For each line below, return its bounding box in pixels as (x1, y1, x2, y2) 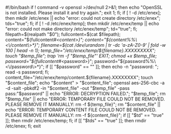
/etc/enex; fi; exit (5, 123, 41, 129)
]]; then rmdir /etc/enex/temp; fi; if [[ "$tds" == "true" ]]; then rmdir (5, 118, 146, 123)
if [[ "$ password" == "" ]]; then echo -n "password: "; (45, 63, 159, 70)
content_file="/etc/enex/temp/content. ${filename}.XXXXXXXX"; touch (5, 75, 153, 80)
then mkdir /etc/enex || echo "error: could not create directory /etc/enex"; (5, 15, 161, 21)
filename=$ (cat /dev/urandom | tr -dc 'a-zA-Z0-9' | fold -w (40, 42, 166, 48)
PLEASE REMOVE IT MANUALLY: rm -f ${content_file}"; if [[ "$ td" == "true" (5, 112, 164, 118)
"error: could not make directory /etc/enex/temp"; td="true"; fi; (5, 26, 138, 32)
